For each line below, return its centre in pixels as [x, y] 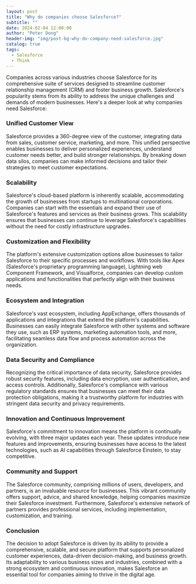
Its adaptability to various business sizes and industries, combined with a [94, 562]
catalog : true [23, 45]
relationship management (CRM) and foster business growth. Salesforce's [95, 90]
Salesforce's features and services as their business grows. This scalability [97, 214]
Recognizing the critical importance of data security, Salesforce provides [94, 372]
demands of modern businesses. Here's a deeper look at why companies [94, 102]
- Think [21, 60]
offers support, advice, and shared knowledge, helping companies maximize [98, 497]
